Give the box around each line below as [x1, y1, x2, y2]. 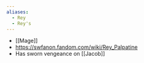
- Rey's [12, 20, 32, 26]
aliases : [6, 9, 29, 15]
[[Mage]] [15, 37, 38, 45]
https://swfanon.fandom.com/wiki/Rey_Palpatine [15, 43, 138, 51]
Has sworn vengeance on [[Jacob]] [15, 50, 105, 57]
